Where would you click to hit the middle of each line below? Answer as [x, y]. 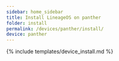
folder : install [27, 23]
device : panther [27, 34]
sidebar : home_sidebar [35, 12]
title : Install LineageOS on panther [54, 18]
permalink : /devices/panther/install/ [55, 29]
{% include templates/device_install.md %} [60, 51]
